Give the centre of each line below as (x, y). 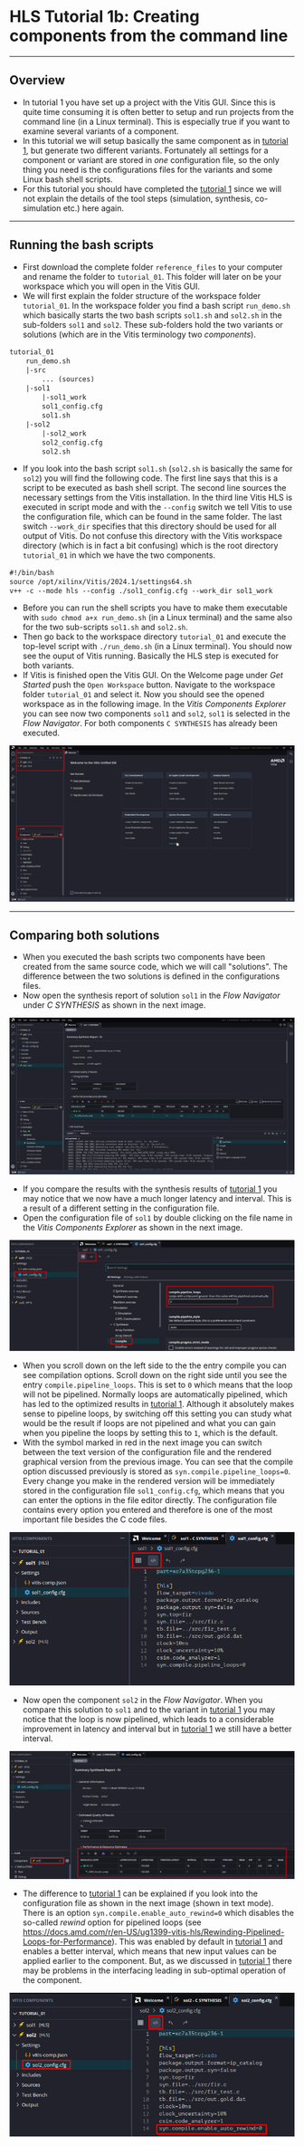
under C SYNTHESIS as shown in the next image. (114, 1005)
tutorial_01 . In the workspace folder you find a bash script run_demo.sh (157, 305)
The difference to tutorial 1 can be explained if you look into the (140, 1893)
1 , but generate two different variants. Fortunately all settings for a (145, 150)
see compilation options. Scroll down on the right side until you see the (155, 1375)
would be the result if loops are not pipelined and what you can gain (149, 1423)
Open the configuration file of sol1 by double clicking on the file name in (157, 1217)
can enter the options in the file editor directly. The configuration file (150, 1499)
